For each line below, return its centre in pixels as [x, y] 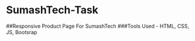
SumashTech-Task [52, 10]
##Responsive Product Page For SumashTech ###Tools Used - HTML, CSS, [97, 26]
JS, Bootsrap [22, 32]
